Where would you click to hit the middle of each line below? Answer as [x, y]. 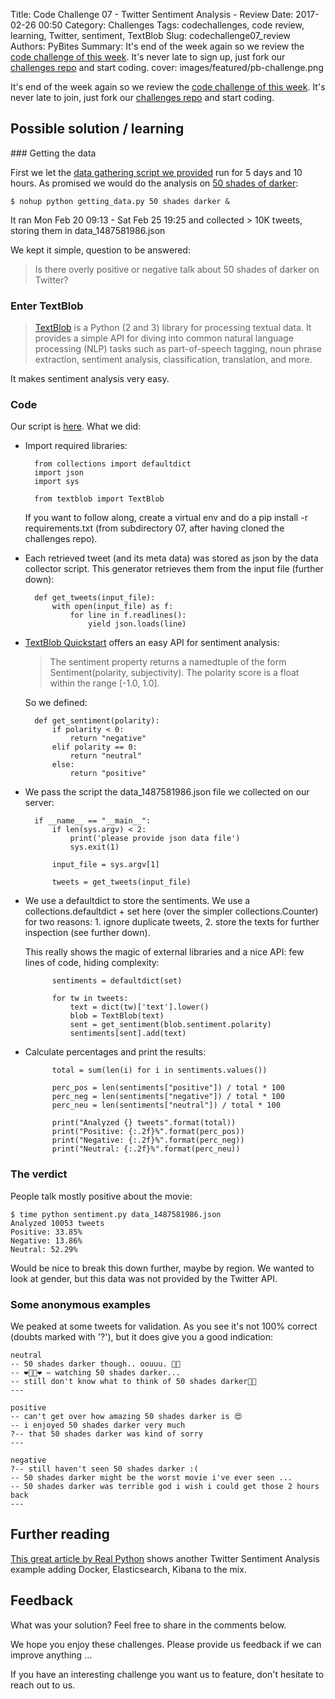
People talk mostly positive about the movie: [101, 1196]
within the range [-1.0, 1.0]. [104, 683]
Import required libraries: [76, 446]
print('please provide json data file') [155, 839]
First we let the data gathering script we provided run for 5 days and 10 [156, 172]
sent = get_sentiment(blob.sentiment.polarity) [170, 1025]
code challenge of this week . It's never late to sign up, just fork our [148, 57]
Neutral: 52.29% [44, 1249]
